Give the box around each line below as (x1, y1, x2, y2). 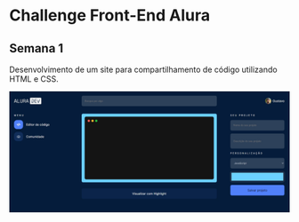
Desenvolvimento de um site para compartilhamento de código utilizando (9, 64, 278, 75)
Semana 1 (9, 41, 64, 56)
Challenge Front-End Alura (9, 5, 211, 26)
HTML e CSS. (9, 74, 60, 84)
